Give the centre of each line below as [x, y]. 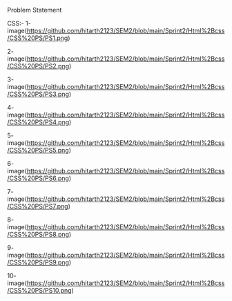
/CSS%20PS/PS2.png [38, 66]
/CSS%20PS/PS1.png [38, 38]
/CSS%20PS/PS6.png [38, 178]
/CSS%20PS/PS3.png [38, 94]
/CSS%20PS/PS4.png [38, 122]
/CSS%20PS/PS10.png [39, 290]
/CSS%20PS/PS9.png [38, 262]
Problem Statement [35, 10]
